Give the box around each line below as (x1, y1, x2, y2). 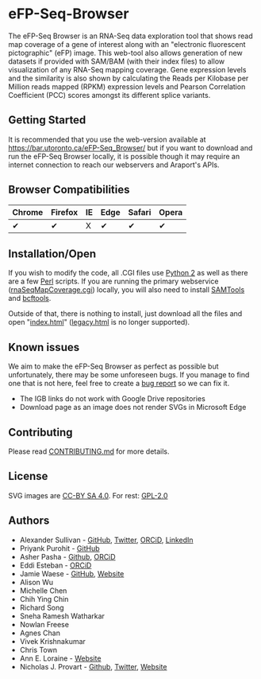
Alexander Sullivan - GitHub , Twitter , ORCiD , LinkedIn (19, 535, 194, 544)
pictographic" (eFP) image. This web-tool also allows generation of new (8, 48, 244, 57)
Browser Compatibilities (8, 183, 130, 197)
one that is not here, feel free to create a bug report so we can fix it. (8, 379, 230, 388)
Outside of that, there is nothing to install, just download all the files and (8, 309, 243, 318)
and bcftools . (8, 294, 52, 303)
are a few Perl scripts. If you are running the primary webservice (8, 276, 219, 287)
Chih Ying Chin (19, 594, 69, 603)
